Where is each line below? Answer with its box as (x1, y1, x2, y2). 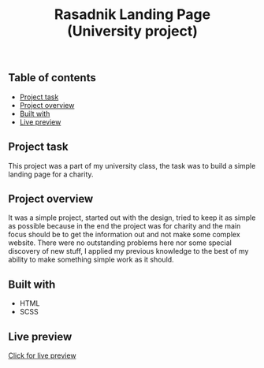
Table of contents (8, 71, 96, 84)
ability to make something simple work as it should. (8, 255, 175, 265)
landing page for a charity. (8, 169, 94, 179)
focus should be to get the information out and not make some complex (8, 230, 240, 240)
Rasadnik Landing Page (54, 6, 211, 24)
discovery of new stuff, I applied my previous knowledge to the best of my (8, 247, 249, 256)
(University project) (66, 22, 199, 40)
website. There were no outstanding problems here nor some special (8, 238, 232, 247)
